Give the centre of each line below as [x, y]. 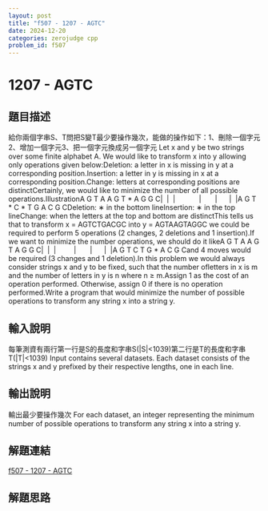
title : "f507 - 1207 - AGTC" [57, 23]
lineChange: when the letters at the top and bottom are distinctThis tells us [131, 216]
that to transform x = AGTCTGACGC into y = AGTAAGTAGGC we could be [129, 224]
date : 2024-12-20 [37, 30]
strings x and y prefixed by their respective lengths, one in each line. [121, 366]
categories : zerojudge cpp [53, 38]
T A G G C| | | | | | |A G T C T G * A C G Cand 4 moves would [130, 250]
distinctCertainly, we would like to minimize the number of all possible [123, 191]
